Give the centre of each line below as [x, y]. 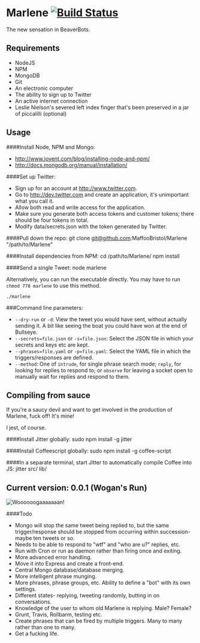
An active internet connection [51, 101]
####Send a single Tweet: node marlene [56, 267]
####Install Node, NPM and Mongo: [51, 147]
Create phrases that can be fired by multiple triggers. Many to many [99, 621]
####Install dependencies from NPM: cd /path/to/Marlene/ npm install [93, 256]
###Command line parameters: [45, 307]
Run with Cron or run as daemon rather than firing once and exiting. [98, 551]
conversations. [33, 602]
